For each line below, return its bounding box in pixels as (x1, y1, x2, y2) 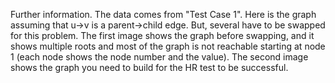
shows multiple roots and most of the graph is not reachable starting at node (10, 40, 326, 52)
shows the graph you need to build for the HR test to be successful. (10, 62, 289, 73)
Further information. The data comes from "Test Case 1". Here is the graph (10, 9, 317, 20)
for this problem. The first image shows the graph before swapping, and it (10, 30, 315, 41)
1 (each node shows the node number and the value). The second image (10, 51, 309, 63)
